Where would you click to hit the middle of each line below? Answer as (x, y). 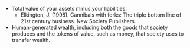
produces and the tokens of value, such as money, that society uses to (98, 34)
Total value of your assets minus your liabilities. (69, 9)
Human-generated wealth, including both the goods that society (90, 27)
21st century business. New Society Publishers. (78, 21)
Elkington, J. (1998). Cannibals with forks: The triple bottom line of (101, 15)
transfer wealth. (31, 40)
